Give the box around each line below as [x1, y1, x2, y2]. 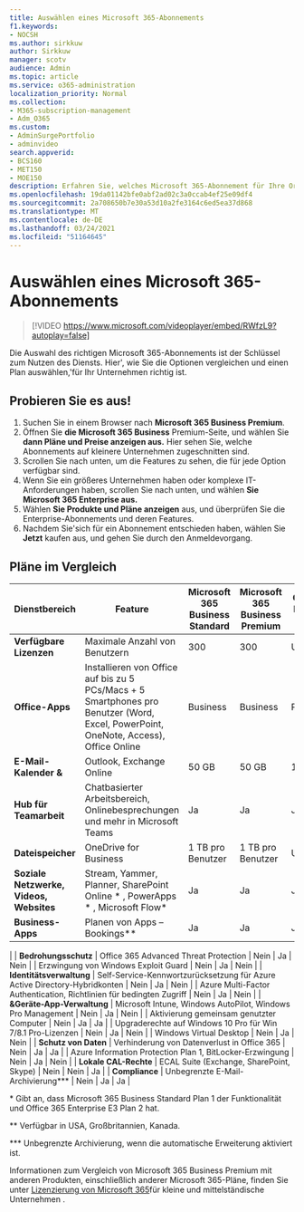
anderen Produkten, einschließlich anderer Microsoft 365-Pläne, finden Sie [9, 1174, 289, 1185]
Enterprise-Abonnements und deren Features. [22, 514, 195, 524]
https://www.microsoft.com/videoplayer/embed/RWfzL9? [62, 321, 278, 332]
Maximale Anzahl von [84, 635, 176, 648]
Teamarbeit [14, 809, 65, 822]
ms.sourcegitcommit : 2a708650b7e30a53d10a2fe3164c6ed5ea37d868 [9, 198, 253, 208]
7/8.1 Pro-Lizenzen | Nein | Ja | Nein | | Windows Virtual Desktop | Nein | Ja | [9, 1027, 295, 1038]
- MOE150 [9, 173, 43, 182]
